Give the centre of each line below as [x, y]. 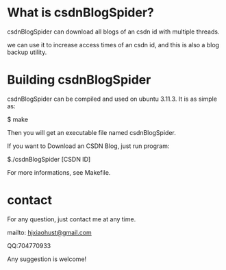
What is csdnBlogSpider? [80, 13]
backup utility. [27, 52]
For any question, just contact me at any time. [72, 219]
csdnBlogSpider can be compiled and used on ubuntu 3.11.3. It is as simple [112, 99]
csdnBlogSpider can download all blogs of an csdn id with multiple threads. [113, 32]
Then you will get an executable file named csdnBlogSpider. [91, 132]
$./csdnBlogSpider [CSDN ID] [49, 159]
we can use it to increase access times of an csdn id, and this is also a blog [113, 45]
